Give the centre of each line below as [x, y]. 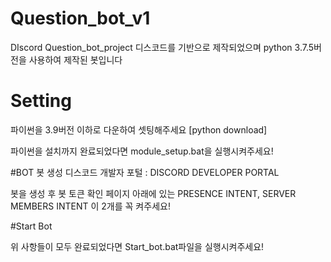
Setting [41, 101]
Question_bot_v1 [80, 18]
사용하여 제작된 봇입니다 [75, 59]
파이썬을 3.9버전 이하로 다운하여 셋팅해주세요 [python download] [139, 129]
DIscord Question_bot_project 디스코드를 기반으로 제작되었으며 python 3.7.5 [162, 47]
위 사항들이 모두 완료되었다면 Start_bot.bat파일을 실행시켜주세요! [137, 246]
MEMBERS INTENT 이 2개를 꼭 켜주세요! [90, 206]
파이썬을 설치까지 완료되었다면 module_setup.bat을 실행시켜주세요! [142, 151]
